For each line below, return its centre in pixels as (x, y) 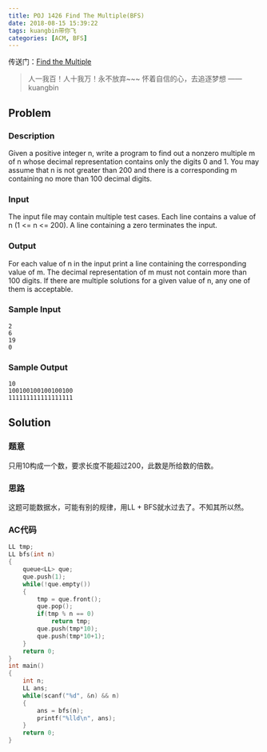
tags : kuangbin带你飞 (42, 30)
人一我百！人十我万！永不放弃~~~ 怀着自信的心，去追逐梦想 (127, 79)
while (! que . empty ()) (57, 584)
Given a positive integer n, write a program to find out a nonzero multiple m (132, 153)
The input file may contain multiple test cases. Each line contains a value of (132, 217)
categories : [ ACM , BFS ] (48, 38)
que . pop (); (55, 606)
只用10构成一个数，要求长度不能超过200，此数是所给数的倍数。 (113, 466)
